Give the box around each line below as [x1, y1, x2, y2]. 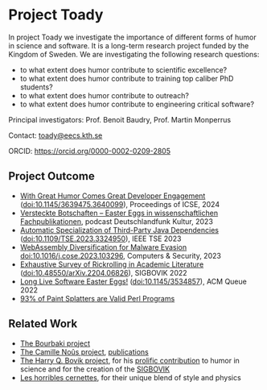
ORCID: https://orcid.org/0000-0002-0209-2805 [8, 146, 171, 156]
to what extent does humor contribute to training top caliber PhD [19, 73, 234, 83]
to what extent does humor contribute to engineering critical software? [19, 99, 255, 109]
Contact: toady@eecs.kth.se [8, 131, 103, 140]
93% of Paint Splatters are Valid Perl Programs [19, 293, 175, 303]
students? [19, 82, 54, 92]
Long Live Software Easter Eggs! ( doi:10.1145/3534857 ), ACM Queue [19, 276, 247, 286]
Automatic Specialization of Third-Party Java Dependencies [19, 225, 220, 234]
